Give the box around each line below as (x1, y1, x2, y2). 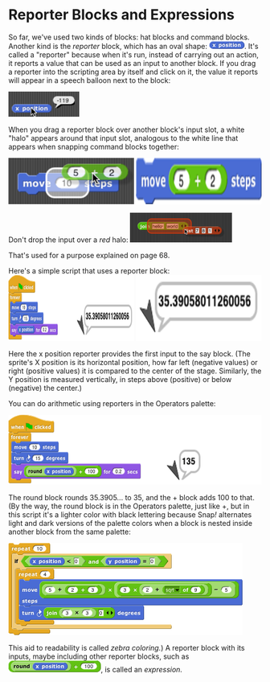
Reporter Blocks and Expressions (8, 6, 235, 24)
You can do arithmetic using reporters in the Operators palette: (8, 398, 216, 408)
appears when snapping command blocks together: (8, 142, 179, 151)
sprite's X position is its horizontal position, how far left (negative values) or (8, 357, 259, 367)
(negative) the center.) (8, 383, 83, 392)
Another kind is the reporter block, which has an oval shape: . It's (8, 41, 259, 51)
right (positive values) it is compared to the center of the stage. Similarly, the (8, 366, 262, 376)
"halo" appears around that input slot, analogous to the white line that (8, 133, 239, 142)
